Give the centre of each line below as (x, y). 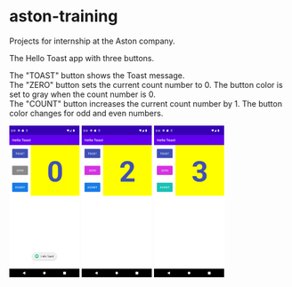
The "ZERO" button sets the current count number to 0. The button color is (146, 84)
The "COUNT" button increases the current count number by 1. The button (146, 103)
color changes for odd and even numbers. (86, 113)
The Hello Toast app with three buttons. (82, 58)
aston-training (64, 16)
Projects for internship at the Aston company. (92, 41)
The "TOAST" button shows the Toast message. (97, 75)
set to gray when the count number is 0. (82, 94)
